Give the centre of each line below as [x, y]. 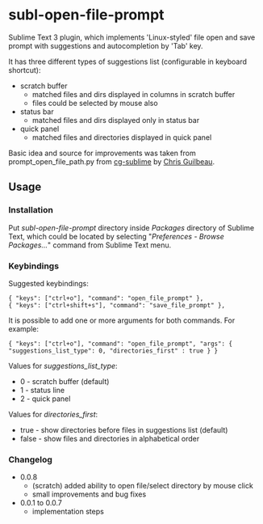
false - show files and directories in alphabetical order [110, 438]
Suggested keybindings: [48, 283]
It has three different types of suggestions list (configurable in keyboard [128, 61]
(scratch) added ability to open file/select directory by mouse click [143, 486]
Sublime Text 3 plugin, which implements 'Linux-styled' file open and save [132, 37]
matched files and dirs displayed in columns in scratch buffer [134, 94]
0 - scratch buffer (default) [65, 381]
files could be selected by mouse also [95, 103]
